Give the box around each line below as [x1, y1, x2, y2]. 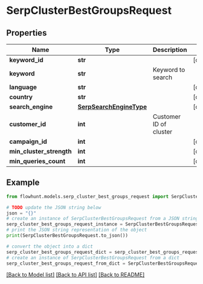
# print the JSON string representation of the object [6, 227, 147, 233]
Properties [6, 28, 47, 38]
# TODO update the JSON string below [6, 204, 101, 210]
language [9, 83, 37, 91]
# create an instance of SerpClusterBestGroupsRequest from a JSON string [6, 216, 199, 222]
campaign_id [9, 137, 47, 146]
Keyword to [152, 66, 185, 74]
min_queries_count [9, 157, 66, 165]
